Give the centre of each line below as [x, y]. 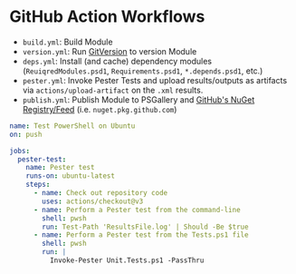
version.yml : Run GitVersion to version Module [110, 51]
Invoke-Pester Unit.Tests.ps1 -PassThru [127, 260]
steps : [38, 185]
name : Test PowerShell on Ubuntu [72, 126]
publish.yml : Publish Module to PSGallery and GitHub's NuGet [138, 99]
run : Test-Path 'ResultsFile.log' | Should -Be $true [145, 227]
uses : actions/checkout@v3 [93, 201]
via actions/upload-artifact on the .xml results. [113, 90]
